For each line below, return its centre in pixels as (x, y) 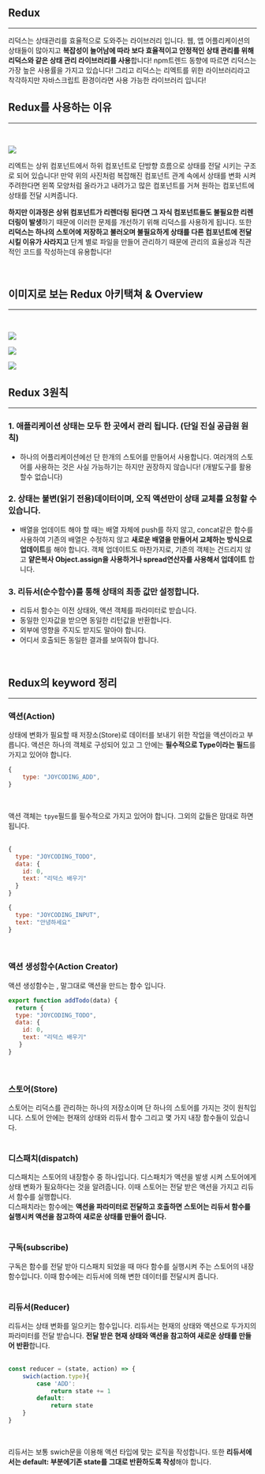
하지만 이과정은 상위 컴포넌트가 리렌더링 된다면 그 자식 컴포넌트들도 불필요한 (123, 212)
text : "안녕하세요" (43, 922)
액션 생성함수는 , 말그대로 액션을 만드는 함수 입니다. (87, 985)
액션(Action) (32, 716)
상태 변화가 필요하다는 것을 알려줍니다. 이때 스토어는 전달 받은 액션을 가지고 (124, 1187)
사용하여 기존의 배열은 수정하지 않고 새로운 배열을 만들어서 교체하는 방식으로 (136, 539)
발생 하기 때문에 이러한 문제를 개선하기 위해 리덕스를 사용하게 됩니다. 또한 (140, 222)
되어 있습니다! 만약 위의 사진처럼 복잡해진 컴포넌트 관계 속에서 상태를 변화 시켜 (136, 175)
